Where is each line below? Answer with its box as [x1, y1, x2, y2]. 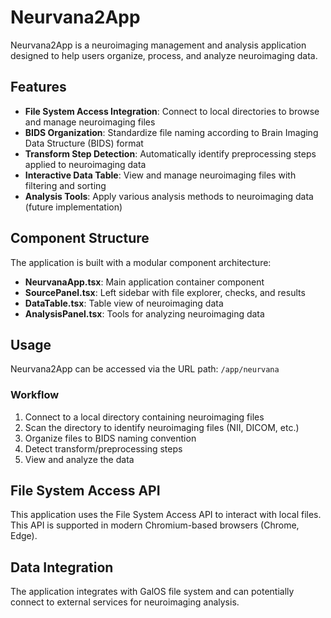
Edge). [10, 530, 38, 542]
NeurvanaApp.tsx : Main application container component [24, 276, 265, 288]
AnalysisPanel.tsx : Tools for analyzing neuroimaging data [24, 307, 265, 320]
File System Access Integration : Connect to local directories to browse [24, 105, 320, 117]
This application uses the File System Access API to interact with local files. [10, 509, 322, 521]
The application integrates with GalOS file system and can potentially [10, 586, 295, 598]
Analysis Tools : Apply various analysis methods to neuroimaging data [24, 190, 314, 202]
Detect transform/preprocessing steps [24, 442, 183, 455]
